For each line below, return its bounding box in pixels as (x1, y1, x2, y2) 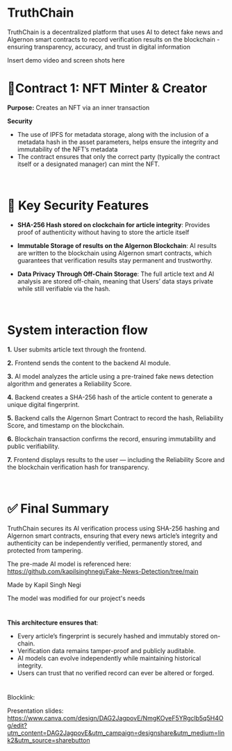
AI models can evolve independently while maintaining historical (17, 654, 201, 662)
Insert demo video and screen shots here (7, 56, 125, 64)
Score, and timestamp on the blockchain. (7, 421, 125, 429)
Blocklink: (7, 693, 35, 702)
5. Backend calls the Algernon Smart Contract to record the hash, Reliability (7, 413, 224, 422)
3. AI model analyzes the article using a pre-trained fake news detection (7, 372, 214, 380)
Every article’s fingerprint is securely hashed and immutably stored (17, 632, 209, 640)
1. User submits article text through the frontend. (7, 345, 147, 354)
